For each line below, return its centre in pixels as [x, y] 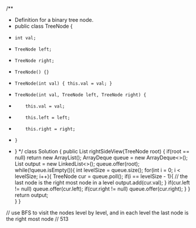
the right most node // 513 [37, 219]
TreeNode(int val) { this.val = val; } [63, 83]
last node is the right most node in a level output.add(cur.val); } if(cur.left [102, 182]
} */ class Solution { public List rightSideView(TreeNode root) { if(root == [102, 151]
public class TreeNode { [44, 26]
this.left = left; [48, 118]
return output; [31, 195]
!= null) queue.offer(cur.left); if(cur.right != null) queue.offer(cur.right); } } [102, 189]
